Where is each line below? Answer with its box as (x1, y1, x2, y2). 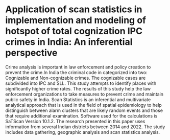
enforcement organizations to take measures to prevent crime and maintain (5, 91, 164, 97)
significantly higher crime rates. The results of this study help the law (5, 85, 151, 91)
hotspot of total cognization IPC (5, 26, 143, 37)
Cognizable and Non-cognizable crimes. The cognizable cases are (5, 75, 146, 81)
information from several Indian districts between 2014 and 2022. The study (5, 124, 165, 130)
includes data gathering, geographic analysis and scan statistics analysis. (5, 129, 160, 135)
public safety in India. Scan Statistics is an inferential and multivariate (5, 96, 151, 103)
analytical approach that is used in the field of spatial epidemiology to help (5, 102, 162, 108)
